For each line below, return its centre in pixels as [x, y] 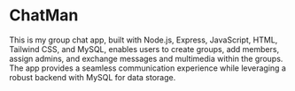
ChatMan [44, 15]
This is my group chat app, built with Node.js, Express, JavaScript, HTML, [144, 40]
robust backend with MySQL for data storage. [93, 77]
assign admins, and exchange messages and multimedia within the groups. [146, 58]
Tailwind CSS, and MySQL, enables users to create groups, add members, [144, 49]
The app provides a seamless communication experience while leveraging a [147, 68]
